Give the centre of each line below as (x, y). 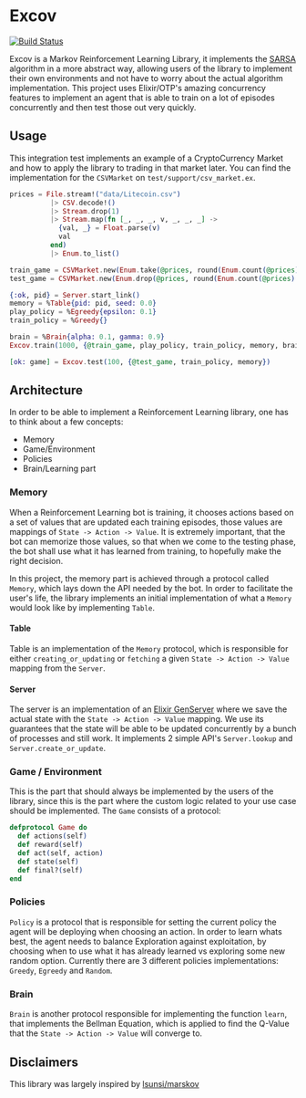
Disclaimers (44, 1062)
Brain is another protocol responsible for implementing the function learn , (148, 1014)
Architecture (46, 390)
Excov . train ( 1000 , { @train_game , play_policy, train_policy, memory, (144, 345)
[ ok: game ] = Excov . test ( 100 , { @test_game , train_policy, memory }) (140, 361)
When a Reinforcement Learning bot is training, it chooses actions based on (152, 512)
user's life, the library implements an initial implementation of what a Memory (151, 598)
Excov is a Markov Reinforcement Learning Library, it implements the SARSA (153, 58)
